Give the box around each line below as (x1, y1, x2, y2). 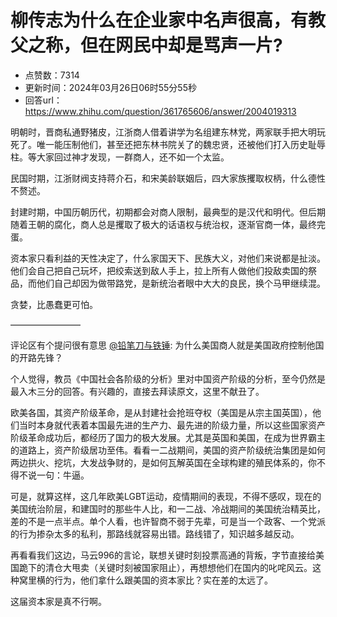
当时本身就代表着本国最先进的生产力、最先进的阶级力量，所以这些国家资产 (18, 419, 326, 431)
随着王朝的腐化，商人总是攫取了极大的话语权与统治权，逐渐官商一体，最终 (10, 218, 317, 230)
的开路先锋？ (10, 351, 63, 363)
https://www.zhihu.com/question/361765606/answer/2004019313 (24, 105, 297, 117)
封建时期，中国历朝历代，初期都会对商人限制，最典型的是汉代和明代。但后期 (10, 206, 326, 218)
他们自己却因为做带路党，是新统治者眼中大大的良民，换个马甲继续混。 (36, 277, 326, 289)
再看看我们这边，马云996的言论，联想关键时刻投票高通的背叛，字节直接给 (10, 549, 317, 561)
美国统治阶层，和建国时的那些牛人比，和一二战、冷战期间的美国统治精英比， (10, 502, 326, 515)
